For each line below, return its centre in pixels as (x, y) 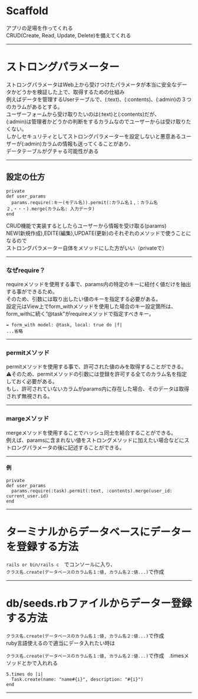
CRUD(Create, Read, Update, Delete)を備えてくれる (69, 35)
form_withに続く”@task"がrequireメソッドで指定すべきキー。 (80, 313)
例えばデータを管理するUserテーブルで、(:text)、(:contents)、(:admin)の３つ (99, 99)
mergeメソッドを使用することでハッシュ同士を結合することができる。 (91, 432)
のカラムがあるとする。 (34, 106)
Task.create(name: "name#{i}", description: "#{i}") (77, 679)
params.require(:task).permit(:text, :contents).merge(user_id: (92, 491)
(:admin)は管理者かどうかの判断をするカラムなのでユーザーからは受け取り (96, 121)
